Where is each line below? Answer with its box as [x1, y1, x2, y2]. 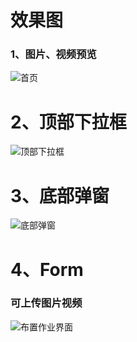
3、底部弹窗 [10, 184, 110, 207]
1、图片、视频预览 [10, 47, 97, 61]
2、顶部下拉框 [10, 111, 127, 133]
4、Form [10, 258, 84, 281]
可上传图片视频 [10, 296, 83, 310]
